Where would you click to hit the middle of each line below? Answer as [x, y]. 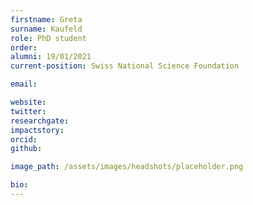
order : [24, 47]
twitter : [28, 111]
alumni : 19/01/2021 [51, 57]
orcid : [24, 139]
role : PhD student [48, 38]
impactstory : [37, 130]
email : [24, 84]
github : [26, 149]
